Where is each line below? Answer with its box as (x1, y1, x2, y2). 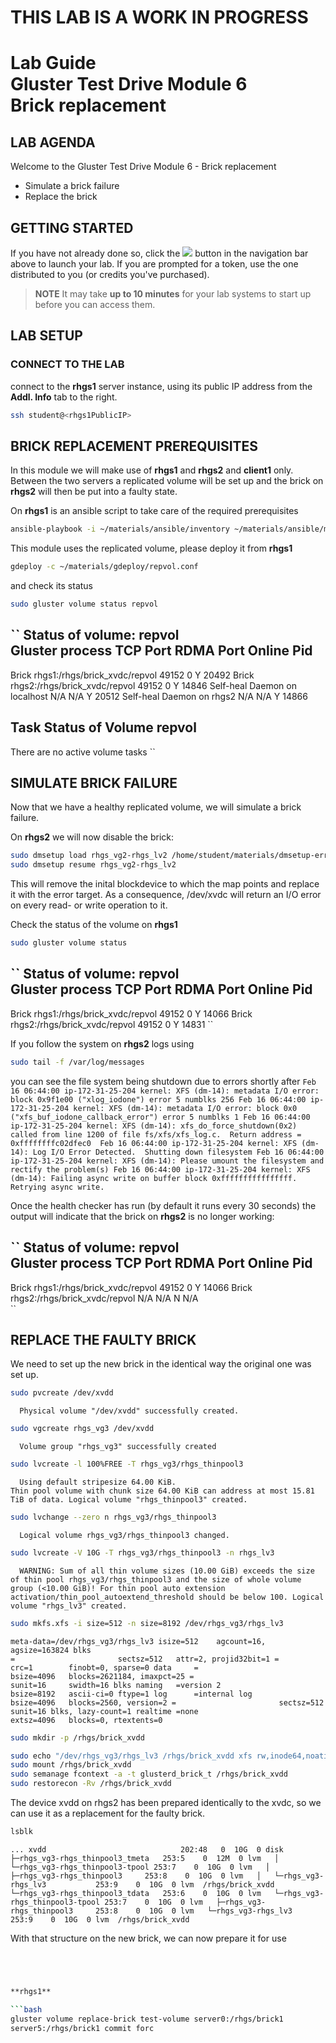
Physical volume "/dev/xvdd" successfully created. (19, 1406, 240, 1416)
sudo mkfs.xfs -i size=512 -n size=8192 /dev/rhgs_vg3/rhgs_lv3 (10, 1618, 284, 1628)
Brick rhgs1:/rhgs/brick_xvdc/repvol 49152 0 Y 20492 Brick (10, 669, 255, 681)
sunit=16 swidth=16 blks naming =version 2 (10, 1680, 222, 1690)
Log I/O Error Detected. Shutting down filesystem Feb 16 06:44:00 (32, 1147, 325, 1157)
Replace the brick (24, 191, 98, 203)
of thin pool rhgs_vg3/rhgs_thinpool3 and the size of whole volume (10, 1574, 302, 1585)
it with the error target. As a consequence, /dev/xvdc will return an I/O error (10, 889, 322, 901)
